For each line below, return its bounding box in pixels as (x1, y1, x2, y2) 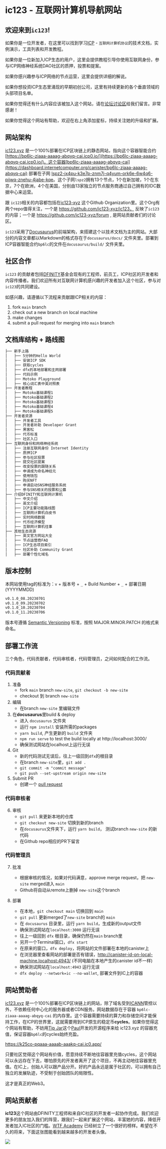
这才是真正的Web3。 (5, 1080, 48, 1086)
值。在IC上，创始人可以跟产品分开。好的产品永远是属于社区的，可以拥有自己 (5, 1064, 161, 1070)
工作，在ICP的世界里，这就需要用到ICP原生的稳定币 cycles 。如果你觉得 (9, 1019, 155, 1024)
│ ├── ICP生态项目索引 (5, 543, 52, 548)
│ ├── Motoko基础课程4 (5, 404, 53, 409)
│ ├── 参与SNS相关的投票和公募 (5, 487, 67, 492)
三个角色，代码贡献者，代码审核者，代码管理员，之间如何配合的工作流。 (5, 655, 152, 661)
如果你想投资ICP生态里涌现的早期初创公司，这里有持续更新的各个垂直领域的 (5, 84, 160, 90)
